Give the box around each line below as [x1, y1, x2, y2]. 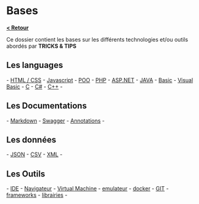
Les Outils [6, 168, 46, 179]
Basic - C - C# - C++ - [6, 83, 63, 90]
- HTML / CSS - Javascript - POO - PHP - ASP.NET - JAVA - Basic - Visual [6, 76, 194, 83]
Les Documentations [6, 100, 87, 111]
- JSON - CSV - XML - [6, 151, 63, 158]
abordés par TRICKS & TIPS [6, 42, 77, 50]
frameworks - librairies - [6, 191, 68, 199]
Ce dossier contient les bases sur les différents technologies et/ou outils [6, 36, 188, 43]
